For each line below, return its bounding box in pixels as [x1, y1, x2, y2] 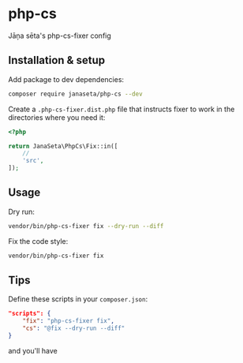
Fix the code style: [8, 236, 69, 245]
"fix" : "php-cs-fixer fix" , [22, 317, 114, 325]
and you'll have [8, 346, 58, 355]
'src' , [22, 157, 44, 165]
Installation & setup [8, 54, 105, 67]
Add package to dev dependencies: [8, 74, 125, 84]
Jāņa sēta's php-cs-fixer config [8, 31, 112, 40]
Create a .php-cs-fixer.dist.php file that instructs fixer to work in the [8, 104, 235, 114]
